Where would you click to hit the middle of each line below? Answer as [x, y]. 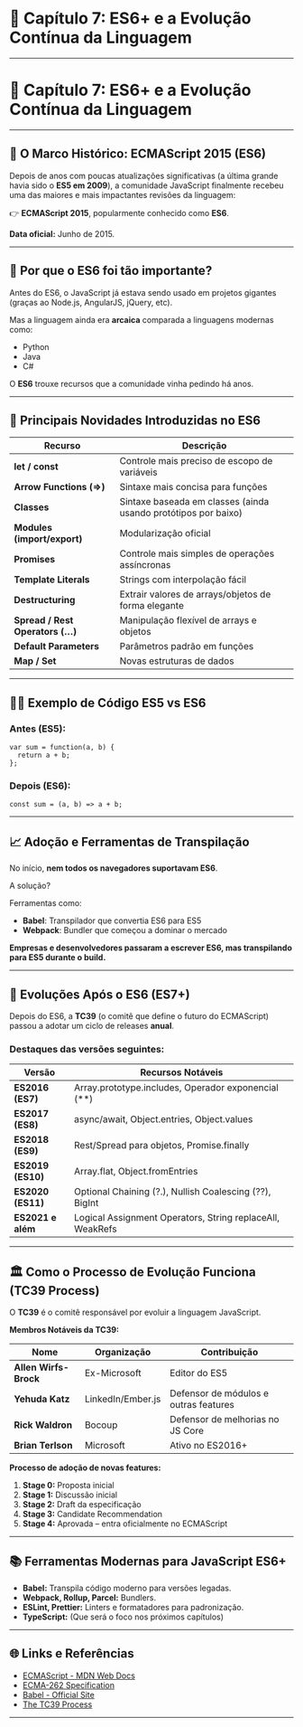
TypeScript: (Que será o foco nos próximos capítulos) [123, 1617]
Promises [35, 560]
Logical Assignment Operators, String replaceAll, [176, 1218]
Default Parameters [56, 646]
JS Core [187, 1430]
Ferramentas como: [46, 903]
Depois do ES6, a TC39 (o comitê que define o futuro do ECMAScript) [139, 1015]
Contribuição [230, 1353]
